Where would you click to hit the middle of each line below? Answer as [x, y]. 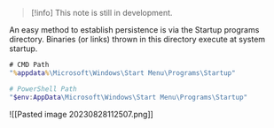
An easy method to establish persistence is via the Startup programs [134, 30]
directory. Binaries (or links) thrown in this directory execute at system [137, 39]
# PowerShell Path [43, 89]
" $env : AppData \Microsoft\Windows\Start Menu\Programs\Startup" [129, 97]
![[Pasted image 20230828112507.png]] [81, 114]
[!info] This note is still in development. [102, 13]
